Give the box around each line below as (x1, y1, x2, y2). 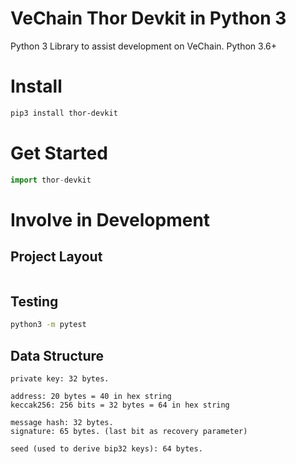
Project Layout (10, 248, 103, 266)
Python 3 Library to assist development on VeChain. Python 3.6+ (10, 40, 278, 52)
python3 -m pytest (10, 320, 87, 330)
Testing (10, 293, 59, 310)
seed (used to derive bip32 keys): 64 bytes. (10, 444, 203, 454)
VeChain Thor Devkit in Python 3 (10, 7, 287, 30)
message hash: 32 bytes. (10, 418, 114, 428)
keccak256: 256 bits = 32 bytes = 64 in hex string (10, 400, 230, 411)
